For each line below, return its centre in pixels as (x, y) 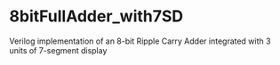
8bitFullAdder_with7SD (96, 16)
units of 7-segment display (58, 50)
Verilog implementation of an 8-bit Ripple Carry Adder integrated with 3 (140, 41)
